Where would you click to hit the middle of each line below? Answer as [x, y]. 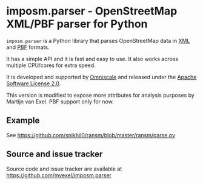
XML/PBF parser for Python [77, 24]
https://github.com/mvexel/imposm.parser [59, 175]
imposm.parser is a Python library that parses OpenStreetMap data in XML [98, 41]
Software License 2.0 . [34, 83]
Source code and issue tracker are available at [64, 169]
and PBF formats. [28, 47]
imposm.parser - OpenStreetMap [92, 11]
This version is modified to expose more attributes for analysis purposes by [101, 95]
